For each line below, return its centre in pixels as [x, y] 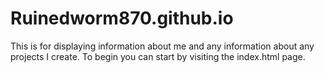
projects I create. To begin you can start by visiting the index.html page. [158, 56]
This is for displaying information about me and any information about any [162, 46]
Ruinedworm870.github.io [122, 18]
